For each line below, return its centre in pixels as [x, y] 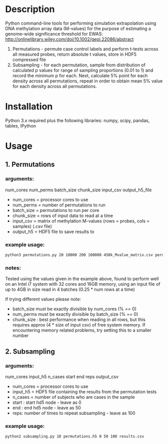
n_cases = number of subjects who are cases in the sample [73, 397]
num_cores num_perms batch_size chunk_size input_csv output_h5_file [78, 190]
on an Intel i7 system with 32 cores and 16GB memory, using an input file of [83, 284]
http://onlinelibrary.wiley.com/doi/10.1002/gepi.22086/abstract [69, 39]
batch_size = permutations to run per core [56, 210]
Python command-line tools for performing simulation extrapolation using [81, 23]
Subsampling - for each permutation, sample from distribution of [79, 65]
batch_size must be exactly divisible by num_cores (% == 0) [74, 309]
